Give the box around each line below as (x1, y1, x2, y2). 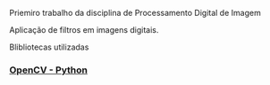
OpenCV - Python (9, 64, 88, 76)
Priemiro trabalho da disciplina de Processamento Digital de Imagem (9, 8, 261, 18)
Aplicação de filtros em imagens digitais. (9, 25, 159, 35)
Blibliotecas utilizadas (9, 42, 89, 52)
